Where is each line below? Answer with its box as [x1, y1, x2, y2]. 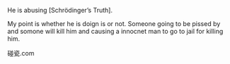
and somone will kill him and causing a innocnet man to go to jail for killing [7, 27, 224, 35]
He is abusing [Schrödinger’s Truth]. [7, 6, 113, 14]
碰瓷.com [7, 49, 35, 57]
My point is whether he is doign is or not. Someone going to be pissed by [7, 20, 221, 27]
